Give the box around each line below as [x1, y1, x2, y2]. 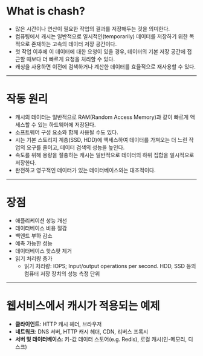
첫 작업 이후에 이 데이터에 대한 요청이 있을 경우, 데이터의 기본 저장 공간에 [14, 47, 186, 55]
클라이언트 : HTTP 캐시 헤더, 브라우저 [14, 320, 102, 327]
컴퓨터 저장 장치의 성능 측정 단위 [24, 270, 100, 277]
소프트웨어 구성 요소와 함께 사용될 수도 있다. [14, 129, 119, 136]
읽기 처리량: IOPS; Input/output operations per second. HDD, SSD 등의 [24, 262, 196, 269]
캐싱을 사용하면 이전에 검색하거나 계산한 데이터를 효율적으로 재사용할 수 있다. [14, 62, 196, 70]
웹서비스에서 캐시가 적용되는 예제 [6, 299, 160, 313]
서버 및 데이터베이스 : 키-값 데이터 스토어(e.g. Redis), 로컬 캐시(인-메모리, [14, 335, 187, 343]
